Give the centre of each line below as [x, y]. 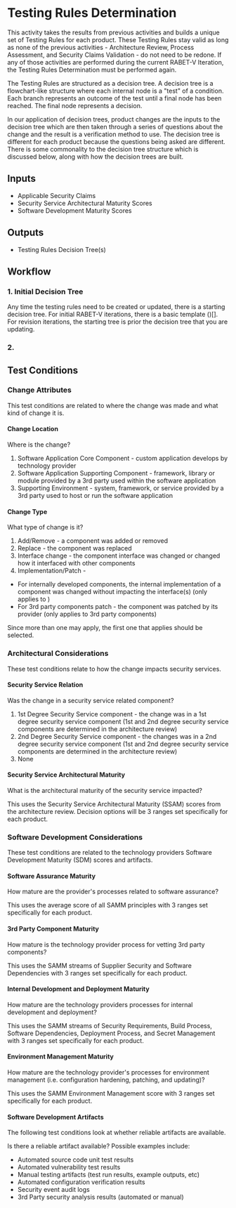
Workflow [29, 271]
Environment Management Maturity [61, 1057]
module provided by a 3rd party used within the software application [117, 481]
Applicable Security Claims [57, 195]
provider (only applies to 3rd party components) [87, 614]
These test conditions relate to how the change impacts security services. [114, 669]
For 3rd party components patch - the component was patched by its [118, 607]
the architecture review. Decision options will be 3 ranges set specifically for [118, 811]
